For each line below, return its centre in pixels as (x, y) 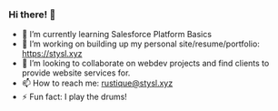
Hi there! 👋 (32, 15)
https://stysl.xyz (52, 54)
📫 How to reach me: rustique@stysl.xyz (97, 83)
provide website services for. (76, 73)
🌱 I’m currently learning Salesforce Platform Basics (117, 35)
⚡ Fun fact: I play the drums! (74, 97)
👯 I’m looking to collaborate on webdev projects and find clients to (145, 64)
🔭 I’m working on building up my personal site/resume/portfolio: (140, 44)
